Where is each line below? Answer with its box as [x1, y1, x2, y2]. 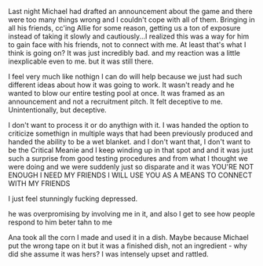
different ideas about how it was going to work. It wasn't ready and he [8, 80, 235, 89]
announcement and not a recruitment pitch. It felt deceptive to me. [8, 97, 223, 106]
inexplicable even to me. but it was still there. [8, 56, 154, 66]
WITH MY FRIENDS [8, 179, 71, 188]
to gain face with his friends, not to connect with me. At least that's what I [8, 40, 247, 49]
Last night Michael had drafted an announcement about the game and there [8, 7, 253, 16]
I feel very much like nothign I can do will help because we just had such [8, 72, 243, 81]
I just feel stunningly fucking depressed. [8, 194, 138, 203]
